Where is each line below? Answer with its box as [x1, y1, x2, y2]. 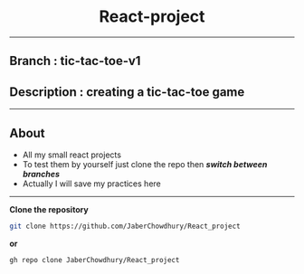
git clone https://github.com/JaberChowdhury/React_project [9, 222, 242, 231]
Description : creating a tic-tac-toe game [9, 84, 245, 99]
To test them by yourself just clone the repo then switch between [22, 158, 268, 169]
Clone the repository [9, 203, 89, 214]
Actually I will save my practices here [22, 178, 161, 189]
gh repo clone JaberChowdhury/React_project [9, 255, 180, 264]
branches [22, 168, 61, 179]
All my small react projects [22, 149, 122, 160]
